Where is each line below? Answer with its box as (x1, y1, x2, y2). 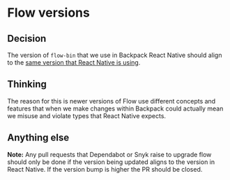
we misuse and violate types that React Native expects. (7, 111, 166, 120)
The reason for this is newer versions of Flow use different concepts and (7, 97, 216, 105)
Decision (7, 33, 47, 44)
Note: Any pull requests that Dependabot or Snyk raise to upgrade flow (7, 150, 212, 158)
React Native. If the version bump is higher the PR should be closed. (7, 165, 203, 173)
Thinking (7, 79, 47, 90)
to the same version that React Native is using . (7, 58, 141, 67)
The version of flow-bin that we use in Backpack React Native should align (7, 51, 222, 59)
